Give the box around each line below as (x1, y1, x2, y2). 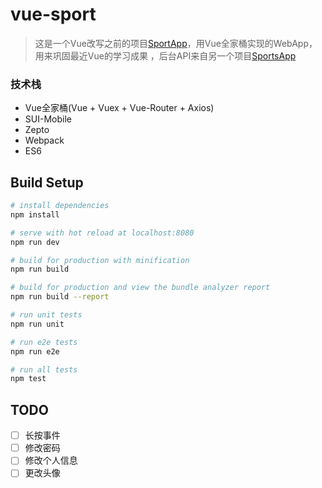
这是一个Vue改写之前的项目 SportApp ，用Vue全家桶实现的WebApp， (34, 37, 318, 49)
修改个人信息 (24, 454, 78, 467)
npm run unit (10, 319, 65, 329)
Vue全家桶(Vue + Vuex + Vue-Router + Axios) (24, 102, 215, 114)
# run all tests (10, 364, 78, 375)
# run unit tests (10, 310, 83, 320)
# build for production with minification (10, 255, 190, 265)
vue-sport (10, 3, 97, 26)
